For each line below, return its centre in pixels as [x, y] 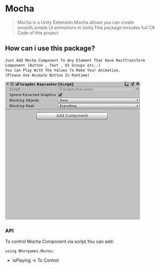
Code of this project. [38, 33]
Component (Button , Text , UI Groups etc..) [53, 65]
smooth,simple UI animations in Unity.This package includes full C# [86, 27]
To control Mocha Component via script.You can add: [59, 242]
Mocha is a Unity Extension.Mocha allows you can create [76, 22]
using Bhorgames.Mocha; [30, 251]
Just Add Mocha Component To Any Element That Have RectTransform [75, 60]
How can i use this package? [50, 48]
